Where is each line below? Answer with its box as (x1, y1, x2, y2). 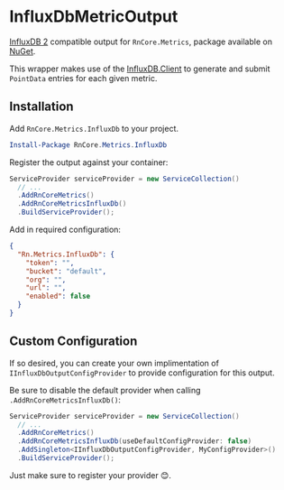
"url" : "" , (25, 283, 67, 292)
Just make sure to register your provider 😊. (9, 469, 171, 480)
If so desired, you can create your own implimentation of (9, 357, 219, 368)
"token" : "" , (25, 258, 75, 267)
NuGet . (9, 45, 36, 56)
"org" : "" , (25, 275, 67, 284)
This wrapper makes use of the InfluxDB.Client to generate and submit (9, 63, 270, 74)
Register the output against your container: (9, 156, 169, 168)
